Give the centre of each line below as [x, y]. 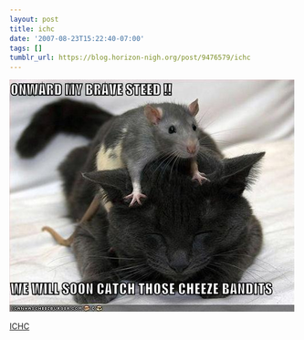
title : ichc [32, 29]
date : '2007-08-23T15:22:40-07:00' [77, 38]
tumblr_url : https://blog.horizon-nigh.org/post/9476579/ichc [130, 58]
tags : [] [26, 48]
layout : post [34, 19]
